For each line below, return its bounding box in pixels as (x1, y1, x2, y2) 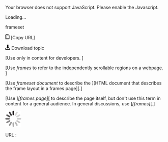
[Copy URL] (10, 35, 36, 40)
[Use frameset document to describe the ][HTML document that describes (5, 80, 162, 86)
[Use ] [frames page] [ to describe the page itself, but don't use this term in (5, 95, 161, 101)
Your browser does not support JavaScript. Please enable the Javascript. (5, 5, 159, 10)
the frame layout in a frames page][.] (5, 86, 82, 91)
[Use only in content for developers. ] (5, 55, 84, 61)
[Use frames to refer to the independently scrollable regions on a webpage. (5, 65, 164, 71)
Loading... (5, 14, 26, 20)
